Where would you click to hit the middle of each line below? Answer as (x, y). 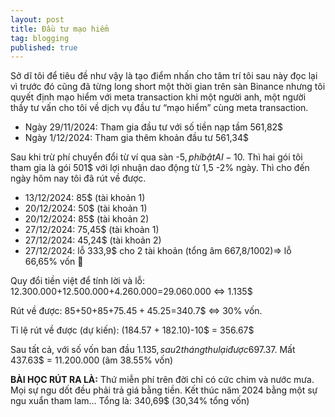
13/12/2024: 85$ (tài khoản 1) (85, 198)
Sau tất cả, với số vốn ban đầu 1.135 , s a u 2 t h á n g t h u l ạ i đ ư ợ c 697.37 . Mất (153, 350)
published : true (44, 47)
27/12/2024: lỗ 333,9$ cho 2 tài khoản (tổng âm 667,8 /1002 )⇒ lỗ (158, 251)
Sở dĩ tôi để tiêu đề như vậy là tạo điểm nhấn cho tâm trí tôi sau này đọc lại (164, 76)
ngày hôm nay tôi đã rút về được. (78, 178)
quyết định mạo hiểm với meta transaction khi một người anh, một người (158, 97)
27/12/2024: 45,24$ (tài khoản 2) (93, 240)
